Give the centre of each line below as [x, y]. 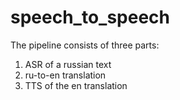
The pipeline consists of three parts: [85, 45]
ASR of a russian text [68, 64]
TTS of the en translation [76, 85]
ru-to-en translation [65, 75]
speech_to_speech [90, 17]
